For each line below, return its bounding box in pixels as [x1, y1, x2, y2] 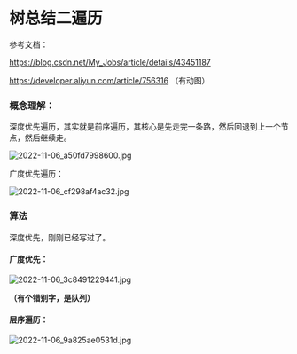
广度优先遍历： [9, 169, 64, 179]
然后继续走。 [24, 132, 72, 143]
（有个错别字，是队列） [9, 292, 95, 303]
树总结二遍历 [9, 8, 104, 28]
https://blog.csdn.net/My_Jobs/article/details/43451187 [9, 57, 211, 67]
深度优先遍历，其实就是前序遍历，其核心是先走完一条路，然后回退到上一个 [9, 122, 281, 132]
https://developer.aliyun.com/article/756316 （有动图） [9, 75, 210, 85]
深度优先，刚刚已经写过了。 [9, 232, 111, 242]
